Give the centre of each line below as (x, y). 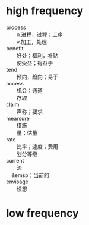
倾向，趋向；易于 (37, 77)
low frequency (42, 213)
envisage (17, 182)
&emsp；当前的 (30, 175)
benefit (15, 48)
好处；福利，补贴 (37, 55)
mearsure (18, 118)
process (16, 27)
